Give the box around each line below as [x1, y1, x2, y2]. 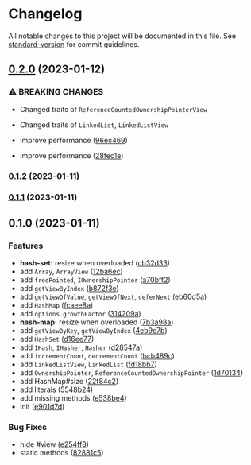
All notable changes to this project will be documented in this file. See [8, 31, 237, 41]
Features [8, 240, 44, 251]
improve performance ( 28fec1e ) [19, 150, 124, 160]
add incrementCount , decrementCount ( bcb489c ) [19, 351, 175, 361]
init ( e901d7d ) [19, 402, 65, 412]
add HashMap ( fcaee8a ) [19, 300, 94, 310]
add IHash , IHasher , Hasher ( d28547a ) [19, 343, 143, 352]
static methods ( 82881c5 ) [19, 448, 104, 458]
